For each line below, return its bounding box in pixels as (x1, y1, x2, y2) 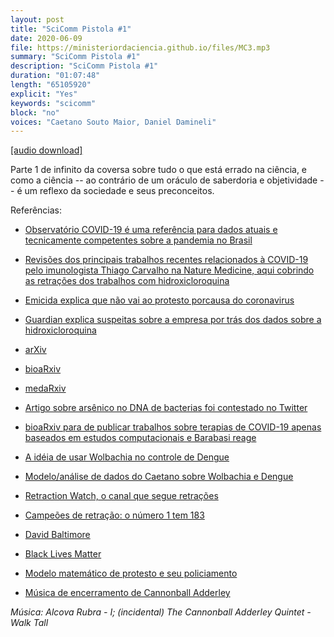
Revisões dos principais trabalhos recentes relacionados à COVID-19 (24, 254, 309, 266)
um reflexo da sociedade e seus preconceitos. (24, 185, 215, 197)
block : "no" (10, 107, 60, 118)
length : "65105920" (10, 80, 92, 90)
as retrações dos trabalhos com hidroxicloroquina (24, 275, 230, 287)
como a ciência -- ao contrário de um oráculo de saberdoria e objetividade (10, 174, 318, 186)
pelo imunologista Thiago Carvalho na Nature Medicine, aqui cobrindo (24, 264, 315, 276)
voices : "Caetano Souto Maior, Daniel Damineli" (10, 117, 217, 127)
